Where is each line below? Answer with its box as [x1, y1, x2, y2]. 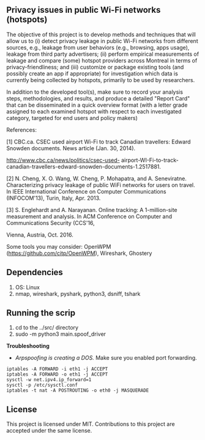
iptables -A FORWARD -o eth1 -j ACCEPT [6, 371, 108, 377]
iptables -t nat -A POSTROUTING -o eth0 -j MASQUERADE [6, 387, 149, 394]
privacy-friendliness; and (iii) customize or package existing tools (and [6, 63, 184, 70]
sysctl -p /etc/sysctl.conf [6, 382, 78, 389]
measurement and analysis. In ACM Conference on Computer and [6, 213, 173, 220]
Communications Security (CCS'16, [6, 219, 95, 226]
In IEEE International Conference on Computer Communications [6, 188, 166, 195]
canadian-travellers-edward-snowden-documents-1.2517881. [6, 162, 161, 170]
